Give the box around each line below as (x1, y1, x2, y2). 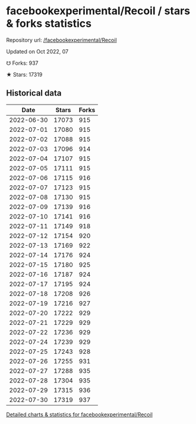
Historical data (6, 88, 62, 99)
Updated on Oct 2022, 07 (6, 48, 69, 55)
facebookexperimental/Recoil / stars (6, 4, 191, 18)
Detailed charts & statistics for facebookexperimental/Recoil (6, 411, 153, 418)
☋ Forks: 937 (6, 59, 39, 67)
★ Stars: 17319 (6, 71, 43, 78)
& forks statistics (6, 17, 92, 30)
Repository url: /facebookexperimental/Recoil (6, 36, 117, 43)
